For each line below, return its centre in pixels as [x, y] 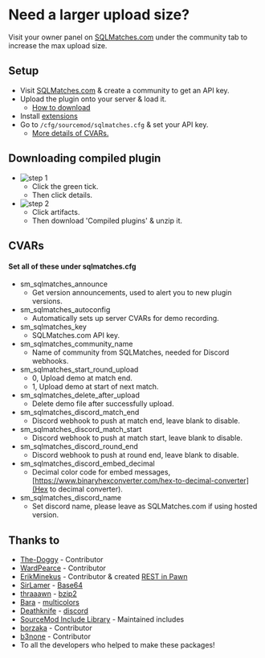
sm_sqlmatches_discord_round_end [79, 446]
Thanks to [34, 540]
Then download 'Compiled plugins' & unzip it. [107, 220]
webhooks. [50, 361]
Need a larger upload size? [99, 15]
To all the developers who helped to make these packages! [117, 644]
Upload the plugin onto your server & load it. [93, 99]
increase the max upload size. [58, 45]
